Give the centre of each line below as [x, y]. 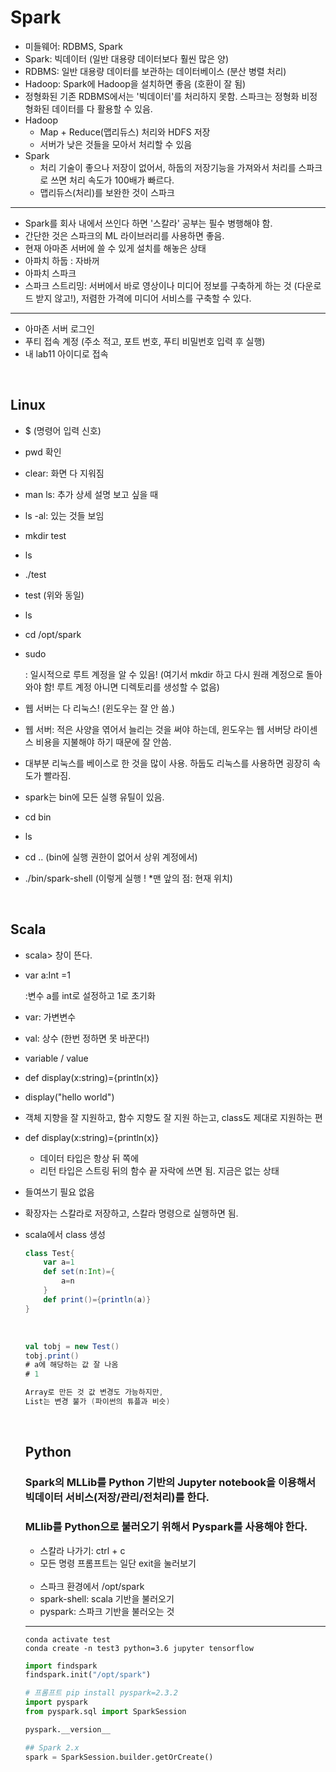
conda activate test [67, 1639]
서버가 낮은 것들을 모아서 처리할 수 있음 [116, 144]
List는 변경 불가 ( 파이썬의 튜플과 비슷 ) [97, 1402]
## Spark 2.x [52, 1747]
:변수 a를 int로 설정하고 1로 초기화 [90, 995]
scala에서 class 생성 [65, 1234]
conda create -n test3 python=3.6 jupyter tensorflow [139, 1648]
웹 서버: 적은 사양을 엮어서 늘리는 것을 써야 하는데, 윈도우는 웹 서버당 [158, 729]
